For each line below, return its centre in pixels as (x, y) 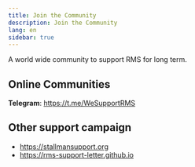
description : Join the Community (63, 23)
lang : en (22, 30)
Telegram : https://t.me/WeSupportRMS (72, 103)
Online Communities (59, 84)
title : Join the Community (52, 15)
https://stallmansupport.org (64, 147)
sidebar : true (31, 37)
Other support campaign (70, 127)
